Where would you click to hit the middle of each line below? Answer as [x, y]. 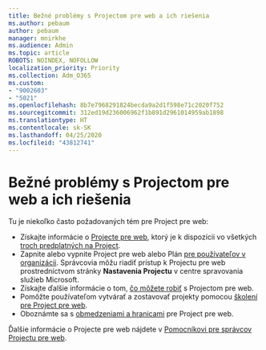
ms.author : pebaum [39, 23]
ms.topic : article [39, 53]
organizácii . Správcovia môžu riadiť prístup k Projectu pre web [123, 262]
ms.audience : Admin [41, 46]
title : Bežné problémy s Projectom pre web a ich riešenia [109, 16]
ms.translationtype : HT [48, 120]
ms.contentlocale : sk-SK [50, 128]
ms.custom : [26, 83]
